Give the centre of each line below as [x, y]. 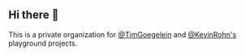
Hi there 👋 [34, 15]
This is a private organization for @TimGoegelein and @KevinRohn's [122, 34]
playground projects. [43, 43]
